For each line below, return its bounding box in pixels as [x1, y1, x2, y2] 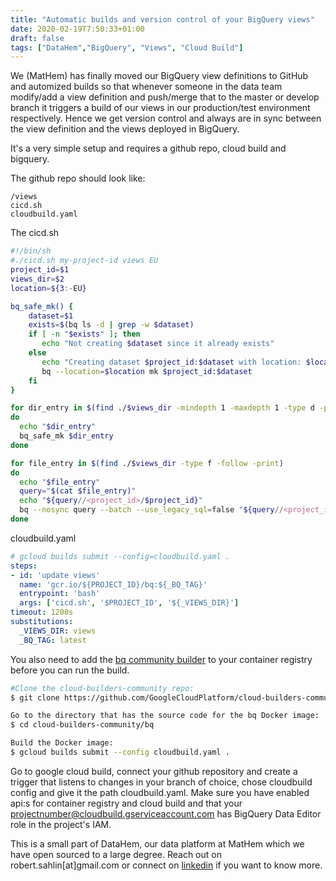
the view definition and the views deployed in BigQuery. [10, 123, 240, 135]
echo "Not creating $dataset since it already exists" [41, 339, 275, 349]
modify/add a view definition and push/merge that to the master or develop [10, 91, 320, 103]
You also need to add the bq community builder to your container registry [10, 653, 313, 665]
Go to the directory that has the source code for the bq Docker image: [10, 711, 320, 721]
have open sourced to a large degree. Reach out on [10, 848, 222, 860]
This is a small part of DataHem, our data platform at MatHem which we [10, 837, 305, 850]
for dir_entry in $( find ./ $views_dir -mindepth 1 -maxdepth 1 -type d [10, 403, 315, 413]
